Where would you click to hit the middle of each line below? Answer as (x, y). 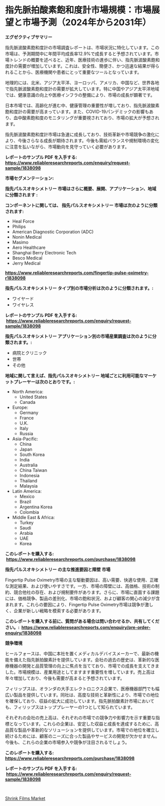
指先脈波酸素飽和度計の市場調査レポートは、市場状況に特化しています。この (82, 47)
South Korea (32, 455)
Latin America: (27, 491)
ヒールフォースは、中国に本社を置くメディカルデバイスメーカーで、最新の (80, 653)
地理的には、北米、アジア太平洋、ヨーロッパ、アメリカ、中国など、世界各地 (82, 82)
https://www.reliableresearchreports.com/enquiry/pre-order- (86, 627)
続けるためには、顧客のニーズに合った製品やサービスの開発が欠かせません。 (82, 736)
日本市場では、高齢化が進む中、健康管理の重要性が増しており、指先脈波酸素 (82, 105)
